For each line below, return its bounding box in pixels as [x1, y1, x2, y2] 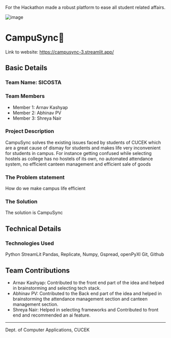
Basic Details [5, 64, 47, 72]
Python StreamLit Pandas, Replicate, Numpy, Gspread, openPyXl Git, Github [5, 251, 164, 257]
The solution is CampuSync [5, 210, 63, 216]
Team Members [5, 93, 45, 100]
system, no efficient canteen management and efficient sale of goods [5, 161, 151, 167]
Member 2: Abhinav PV [12, 110, 62, 116]
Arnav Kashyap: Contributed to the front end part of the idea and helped [12, 279, 164, 285]
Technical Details [5, 224, 62, 233]
